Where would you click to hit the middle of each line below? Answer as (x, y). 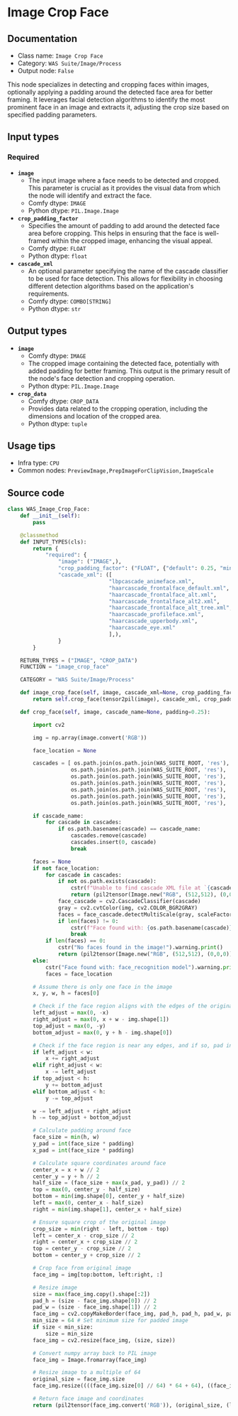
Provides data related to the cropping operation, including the (118, 409)
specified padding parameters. (52, 115)
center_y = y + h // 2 (66, 1177)
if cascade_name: (58, 816)
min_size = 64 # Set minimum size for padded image (111, 1321)
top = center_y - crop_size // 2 (82, 1249)
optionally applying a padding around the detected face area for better (110, 92)
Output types (37, 331)
